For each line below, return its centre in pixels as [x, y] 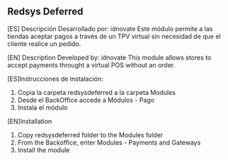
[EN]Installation [30, 121]
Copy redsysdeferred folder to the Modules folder [90, 135]
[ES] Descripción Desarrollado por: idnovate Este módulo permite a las [110, 28]
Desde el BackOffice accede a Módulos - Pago [86, 100]
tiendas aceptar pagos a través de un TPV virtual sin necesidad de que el [114, 36]
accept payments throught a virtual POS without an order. [91, 65]
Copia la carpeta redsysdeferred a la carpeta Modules [96, 92]
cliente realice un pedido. [44, 44]
